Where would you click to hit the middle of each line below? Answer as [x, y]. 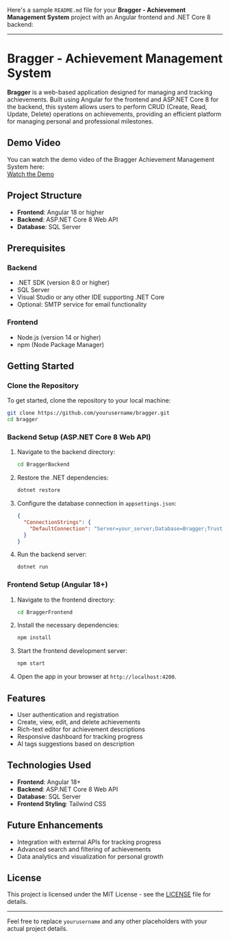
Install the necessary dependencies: [68, 625]
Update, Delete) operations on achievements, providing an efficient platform [114, 114]
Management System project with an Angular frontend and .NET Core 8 [109, 17]
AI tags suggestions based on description [76, 744]
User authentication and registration [68, 715]
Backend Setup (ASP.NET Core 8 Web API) [79, 437]
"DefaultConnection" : [60, 528]
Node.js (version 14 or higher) [59, 337]
